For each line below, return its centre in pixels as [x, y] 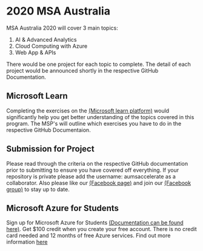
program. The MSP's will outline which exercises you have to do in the [94, 123]
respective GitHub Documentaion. [48, 130]
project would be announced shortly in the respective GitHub [82, 70]
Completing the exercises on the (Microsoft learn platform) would [88, 111]
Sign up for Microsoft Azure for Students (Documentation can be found [95, 223]
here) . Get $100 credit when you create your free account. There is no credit [101, 229]
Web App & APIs [35, 52]
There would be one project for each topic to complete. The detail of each [98, 64]
